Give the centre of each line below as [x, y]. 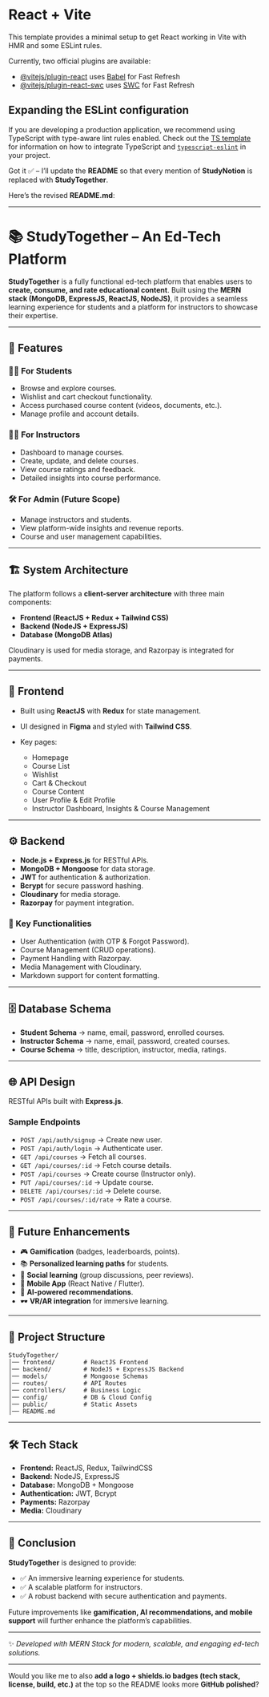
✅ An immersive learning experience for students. [102, 1578]
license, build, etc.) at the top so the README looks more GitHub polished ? [134, 1684]
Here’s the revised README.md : [62, 195]
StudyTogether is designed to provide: [73, 1562]
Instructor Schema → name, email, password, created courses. [125, 1040]
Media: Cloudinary [51, 1511]
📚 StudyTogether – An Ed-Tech [115, 236]
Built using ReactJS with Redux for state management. [110, 710]
